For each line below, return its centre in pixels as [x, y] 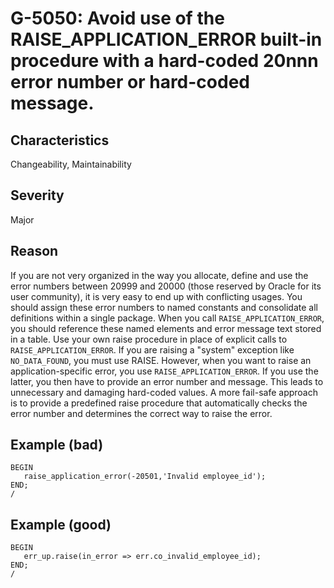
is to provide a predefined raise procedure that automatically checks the [159, 403]
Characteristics [60, 140]
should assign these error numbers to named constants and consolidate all [164, 307]
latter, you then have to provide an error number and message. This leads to [167, 381]
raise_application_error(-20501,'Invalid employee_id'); [145, 477]
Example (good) [61, 524]
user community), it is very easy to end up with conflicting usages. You [156, 296]
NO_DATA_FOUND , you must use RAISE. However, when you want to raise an [161, 360]
